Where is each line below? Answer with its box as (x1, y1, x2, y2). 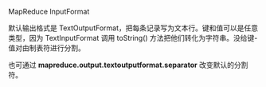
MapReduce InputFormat (8, 7, 90, 16)
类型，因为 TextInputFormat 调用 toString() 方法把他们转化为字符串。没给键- (8, 34, 258, 42)
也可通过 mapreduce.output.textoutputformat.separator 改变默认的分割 (8, 60, 248, 69)
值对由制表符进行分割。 (8, 43, 85, 53)
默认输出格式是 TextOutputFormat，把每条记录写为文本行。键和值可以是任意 (8, 23, 259, 33)
